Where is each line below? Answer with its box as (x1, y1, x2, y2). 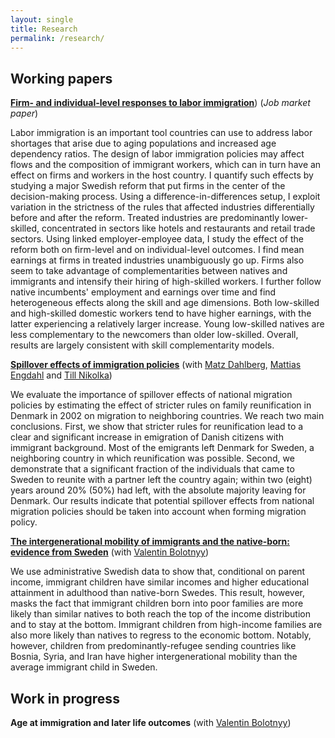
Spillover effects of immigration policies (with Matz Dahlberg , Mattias (10, 359, 302, 371)
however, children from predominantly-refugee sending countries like (10, 640, 297, 652)
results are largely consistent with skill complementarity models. (10, 339, 275, 351)
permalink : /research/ (10, 33, 105, 43)
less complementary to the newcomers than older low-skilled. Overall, (10, 329, 299, 341)
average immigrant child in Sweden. (10, 661, 158, 673)
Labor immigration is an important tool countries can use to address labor (10, 127, 313, 139)
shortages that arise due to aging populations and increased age (10, 137, 277, 150)
